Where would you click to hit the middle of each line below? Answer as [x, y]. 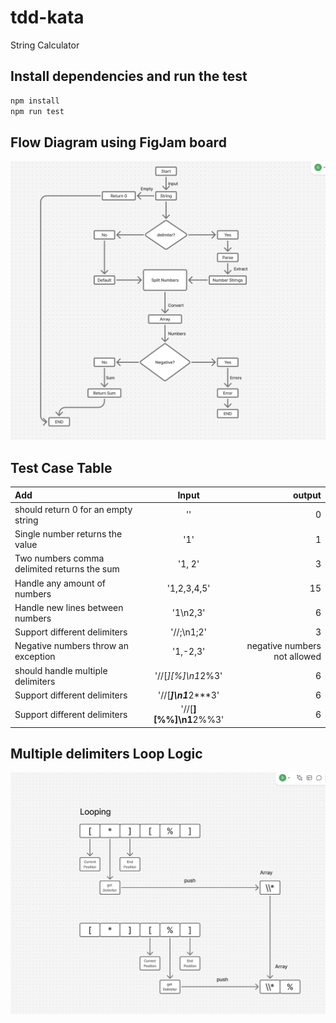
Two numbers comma [59, 558]
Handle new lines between [69, 607]
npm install [35, 101]
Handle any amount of [60, 583]
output [307, 495]
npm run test [37, 111]
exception [35, 657]
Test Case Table [61, 467]
